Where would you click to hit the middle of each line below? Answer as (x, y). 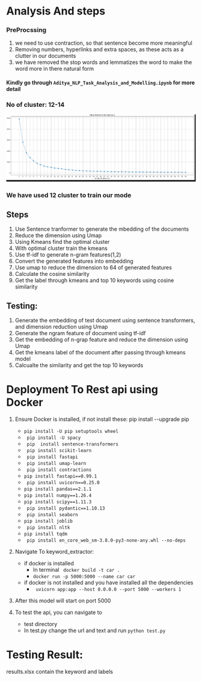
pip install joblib (48, 521)
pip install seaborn (52, 515)
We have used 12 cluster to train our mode (69, 195)
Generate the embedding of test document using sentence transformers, (105, 321)
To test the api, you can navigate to (58, 612)
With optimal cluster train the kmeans (61, 248)
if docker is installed (49, 563)
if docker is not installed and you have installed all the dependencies (109, 583)
